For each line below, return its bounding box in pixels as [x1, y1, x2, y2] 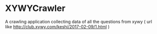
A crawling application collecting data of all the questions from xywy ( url [5, 19, 153, 24]
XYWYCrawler [5, 3, 66, 14]
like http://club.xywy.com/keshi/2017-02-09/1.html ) [5, 23, 110, 29]
